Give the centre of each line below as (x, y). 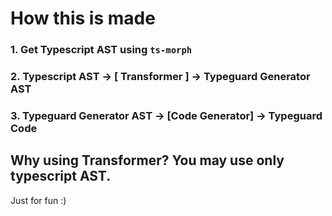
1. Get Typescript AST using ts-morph (101, 50)
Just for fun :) (38, 200)
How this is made (83, 18)
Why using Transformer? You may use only (147, 160)
